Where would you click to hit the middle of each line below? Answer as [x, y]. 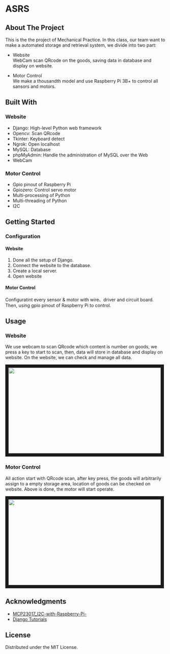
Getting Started [30, 222]
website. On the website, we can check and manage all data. [69, 357]
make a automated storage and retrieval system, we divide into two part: [81, 45]
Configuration [23, 237]
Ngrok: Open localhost [36, 144]
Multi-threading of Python [40, 201]
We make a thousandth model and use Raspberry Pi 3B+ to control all [85, 81]
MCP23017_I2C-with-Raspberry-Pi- [49, 614]
